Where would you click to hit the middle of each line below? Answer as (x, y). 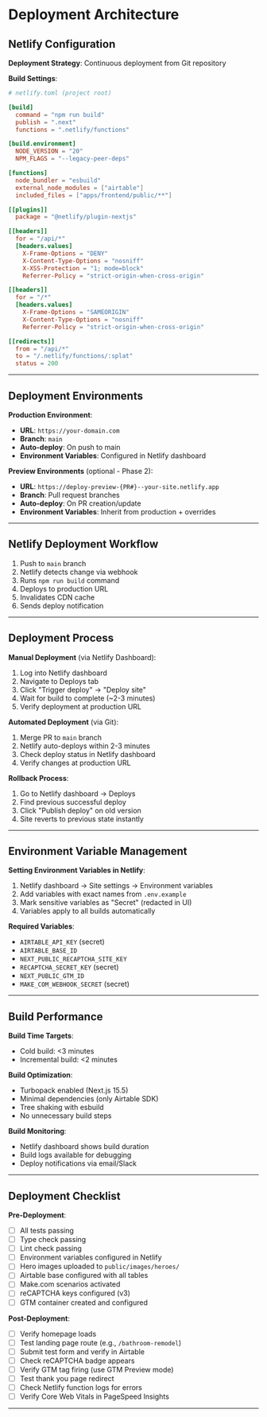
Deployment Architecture (94, 15)
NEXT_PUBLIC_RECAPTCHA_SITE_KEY (73, 960)
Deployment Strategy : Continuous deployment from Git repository (117, 63)
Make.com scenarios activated (70, 1284)
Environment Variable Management (98, 851)
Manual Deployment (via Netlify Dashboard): (82, 657)
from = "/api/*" (42, 349)
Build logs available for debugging (75, 1155)
